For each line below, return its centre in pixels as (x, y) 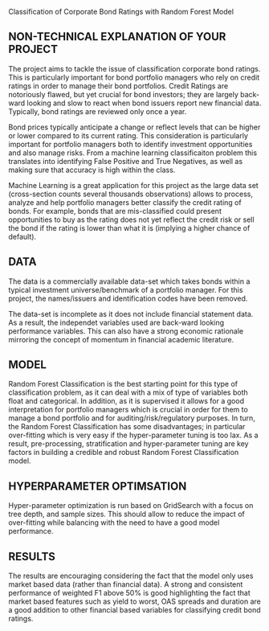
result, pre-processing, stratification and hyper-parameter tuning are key (128, 444)
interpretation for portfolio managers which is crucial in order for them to (128, 410)
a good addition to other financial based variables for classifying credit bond (134, 610)
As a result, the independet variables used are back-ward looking (116, 322)
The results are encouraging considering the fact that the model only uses (131, 576)
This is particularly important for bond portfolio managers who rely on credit (134, 77)
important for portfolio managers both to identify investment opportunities (130, 144)
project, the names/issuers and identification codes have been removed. (128, 298)
